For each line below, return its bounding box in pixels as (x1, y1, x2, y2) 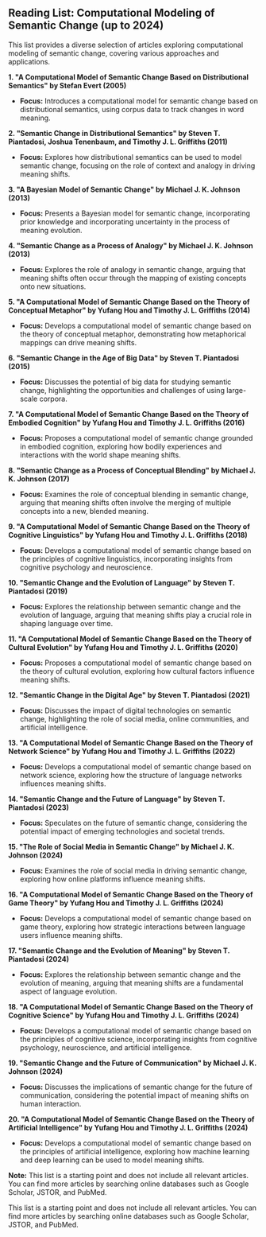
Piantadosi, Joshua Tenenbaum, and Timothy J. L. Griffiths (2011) (8, 137, 228, 146)
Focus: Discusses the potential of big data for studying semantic (19, 377, 232, 387)
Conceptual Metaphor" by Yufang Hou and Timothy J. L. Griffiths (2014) (8, 305, 251, 315)
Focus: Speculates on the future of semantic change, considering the (19, 818, 248, 827)
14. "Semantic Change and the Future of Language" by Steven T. (8, 794, 226, 803)
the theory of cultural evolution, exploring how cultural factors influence (19, 666, 256, 675)
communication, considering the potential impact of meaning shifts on (19, 1090, 249, 1100)
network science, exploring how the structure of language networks (19, 770, 242, 780)
